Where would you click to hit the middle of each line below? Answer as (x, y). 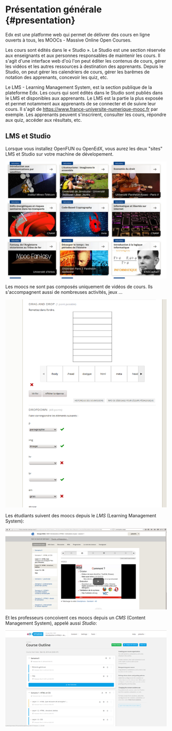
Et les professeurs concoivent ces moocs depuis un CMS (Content (76, 617)
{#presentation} (40, 20)
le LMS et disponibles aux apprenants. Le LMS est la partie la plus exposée (84, 98)
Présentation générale (54, 10)
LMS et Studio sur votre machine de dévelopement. (59, 154)
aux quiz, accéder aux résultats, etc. (44, 120)
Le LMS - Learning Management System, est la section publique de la (79, 87)
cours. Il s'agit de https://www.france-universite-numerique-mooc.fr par (82, 109)
